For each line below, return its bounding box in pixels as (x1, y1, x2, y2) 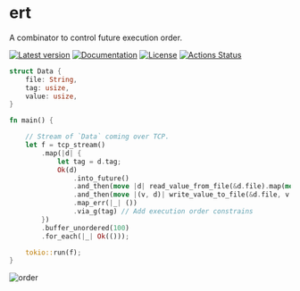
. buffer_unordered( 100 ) (41, 223, 129, 232)
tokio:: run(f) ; (25, 248, 82, 257)
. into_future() (72, 173, 129, 183)
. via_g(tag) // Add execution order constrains (72, 207, 254, 216)
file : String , (25, 75, 78, 84)
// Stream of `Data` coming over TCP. (25, 132, 170, 141)
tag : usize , (25, 83, 70, 92)
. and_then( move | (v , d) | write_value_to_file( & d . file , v (72, 190, 290, 199)
